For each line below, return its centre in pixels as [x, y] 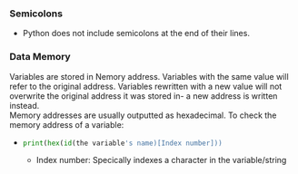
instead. [25, 105]
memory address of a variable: [67, 124]
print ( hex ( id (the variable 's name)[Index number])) [122, 143]
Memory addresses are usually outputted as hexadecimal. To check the [143, 115]
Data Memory [40, 57]
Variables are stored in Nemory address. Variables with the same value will [149, 76]
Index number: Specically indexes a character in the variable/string [161, 160]
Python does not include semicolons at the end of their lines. [136, 34]
